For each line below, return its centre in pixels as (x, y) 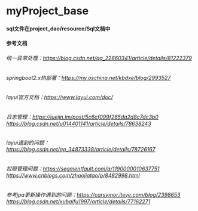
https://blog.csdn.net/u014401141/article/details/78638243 (79, 123)
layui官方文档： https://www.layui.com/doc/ (60, 97)
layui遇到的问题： (28, 143)
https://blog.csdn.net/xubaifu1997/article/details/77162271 (78, 201)
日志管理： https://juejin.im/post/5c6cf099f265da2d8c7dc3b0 (82, 117)
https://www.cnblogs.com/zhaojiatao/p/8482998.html (73, 176)
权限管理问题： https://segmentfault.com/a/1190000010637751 (83, 169)
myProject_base (47, 11)
